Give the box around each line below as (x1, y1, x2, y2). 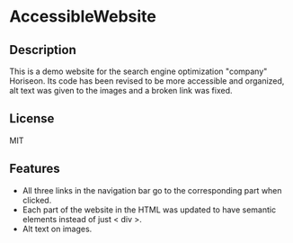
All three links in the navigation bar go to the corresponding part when (22, 184, 282, 195)
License (9, 111, 55, 127)
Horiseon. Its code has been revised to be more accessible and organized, (9, 76, 285, 86)
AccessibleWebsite (9, 6, 157, 27)
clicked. (22, 194, 52, 205)
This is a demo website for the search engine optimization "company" (9, 66, 268, 76)
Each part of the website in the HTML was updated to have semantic (22, 204, 277, 215)
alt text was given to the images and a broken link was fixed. (9, 85, 233, 95)
